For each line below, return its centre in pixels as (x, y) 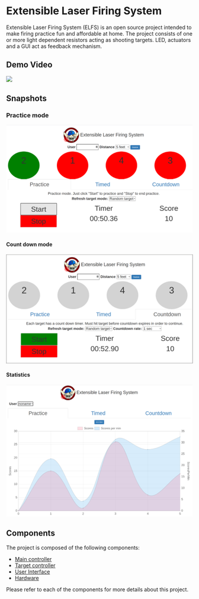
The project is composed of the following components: (73, 547)
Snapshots (27, 99)
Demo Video (29, 65)
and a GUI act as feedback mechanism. (54, 46)
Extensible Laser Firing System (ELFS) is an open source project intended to (99, 27)
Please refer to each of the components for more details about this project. (97, 589)
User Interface (32, 571)
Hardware (27, 578)
